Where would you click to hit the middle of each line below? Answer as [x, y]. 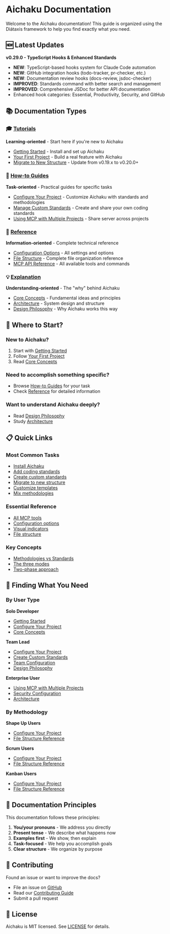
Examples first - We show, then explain [55, 838]
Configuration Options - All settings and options [63, 253]
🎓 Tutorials [21, 129]
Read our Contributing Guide [43, 893]
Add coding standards [37, 472]
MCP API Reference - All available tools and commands [71, 264]
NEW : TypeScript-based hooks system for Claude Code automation [84, 67]
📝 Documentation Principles [51, 805]
